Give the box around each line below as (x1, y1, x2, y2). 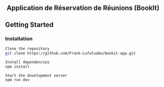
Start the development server (5, 73, 68, 78)
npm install (5, 64, 30, 69)
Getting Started (5, 21, 54, 29)
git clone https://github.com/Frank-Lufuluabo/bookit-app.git (5, 51, 136, 56)
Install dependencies (5, 60, 50, 65)
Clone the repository (5, 46, 50, 51)
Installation (5, 35, 33, 42)
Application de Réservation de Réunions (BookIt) (6, 4, 160, 12)
